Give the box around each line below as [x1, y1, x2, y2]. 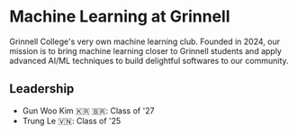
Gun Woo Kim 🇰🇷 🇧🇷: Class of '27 [22, 105, 155, 116]
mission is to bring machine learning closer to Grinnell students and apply [9, 45, 282, 56]
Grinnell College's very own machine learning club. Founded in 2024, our [9, 36, 281, 47]
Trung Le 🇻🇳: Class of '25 [22, 115, 121, 126]
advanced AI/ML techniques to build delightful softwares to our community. [9, 55, 290, 66]
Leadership [9, 81, 75, 96]
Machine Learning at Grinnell [9, 6, 230, 27]
